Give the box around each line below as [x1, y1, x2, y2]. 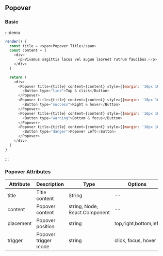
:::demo [5, 29, 20, 36]
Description [36, 181, 64, 187]
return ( [9, 75, 27, 80]
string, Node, [68, 203, 98, 210]
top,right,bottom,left [114, 220, 160, 227]
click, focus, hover [114, 237, 156, 244]
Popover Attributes [5, 168, 51, 175]
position [36, 223, 55, 230]
